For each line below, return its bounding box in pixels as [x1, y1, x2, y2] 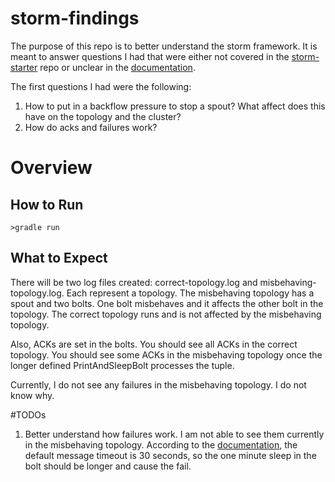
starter [10, 61, 38, 73]
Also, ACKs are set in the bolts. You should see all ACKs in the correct [10, 338, 298, 350]
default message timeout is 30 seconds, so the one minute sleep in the [24, 449, 317, 461]
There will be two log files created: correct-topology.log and [10, 276, 258, 288]
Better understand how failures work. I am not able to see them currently [24, 428, 325, 440]
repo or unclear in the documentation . [39, 61, 196, 73]
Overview [10, 157, 93, 179]
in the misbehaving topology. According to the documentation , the [24, 438, 298, 451]
